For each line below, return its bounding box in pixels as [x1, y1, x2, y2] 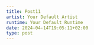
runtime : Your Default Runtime [6, 19, 83, 25]
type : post [6, 30, 33, 36]
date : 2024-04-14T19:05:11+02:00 [6, 25, 89, 31]
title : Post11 [6, 8, 41, 15]
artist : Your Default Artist [6, 14, 78, 20]
